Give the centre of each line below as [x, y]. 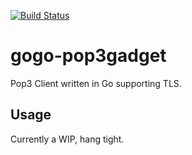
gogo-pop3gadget [88, 56]
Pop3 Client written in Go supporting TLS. [96, 83]
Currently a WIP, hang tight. [67, 139]
